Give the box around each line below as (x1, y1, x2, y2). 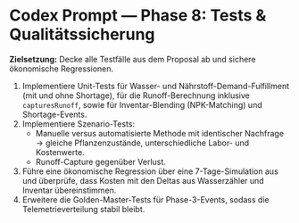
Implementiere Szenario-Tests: (21, 118, 136, 129)
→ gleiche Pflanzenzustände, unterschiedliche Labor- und (35, 137, 250, 148)
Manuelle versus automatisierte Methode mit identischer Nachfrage (35, 128, 284, 138)
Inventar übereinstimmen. (21, 185, 117, 195)
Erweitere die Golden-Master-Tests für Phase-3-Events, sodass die (21, 194, 270, 205)
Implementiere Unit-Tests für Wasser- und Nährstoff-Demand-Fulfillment (21, 80, 290, 91)
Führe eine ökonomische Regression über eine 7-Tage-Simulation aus (21, 166, 278, 177)
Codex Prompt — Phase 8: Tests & (9, 5, 267, 26)
